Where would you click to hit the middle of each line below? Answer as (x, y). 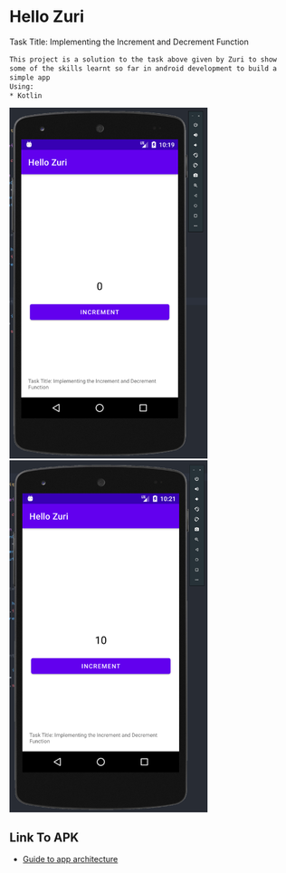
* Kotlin (26, 96)
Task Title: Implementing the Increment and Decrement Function (129, 42)
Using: (22, 86)
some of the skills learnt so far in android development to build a (143, 68)
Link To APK (44, 838)
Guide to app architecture (70, 859)
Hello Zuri (47, 17)
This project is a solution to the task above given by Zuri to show (143, 59)
